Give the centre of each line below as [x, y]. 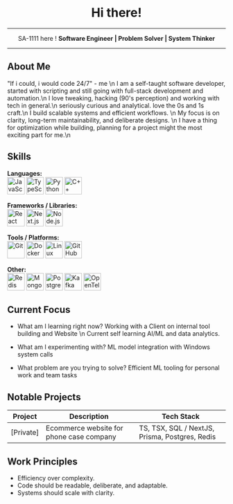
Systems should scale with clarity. [66, 493]
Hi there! [116, 13]
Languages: [25, 173]
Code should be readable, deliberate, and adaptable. [92, 485]
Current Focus [39, 309]
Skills [19, 157]
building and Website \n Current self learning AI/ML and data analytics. [119, 334]
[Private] [25, 433]
